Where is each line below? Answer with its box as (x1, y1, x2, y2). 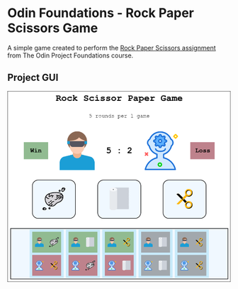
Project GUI (7, 72, 59, 84)
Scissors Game (7, 20, 98, 36)
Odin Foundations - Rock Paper (7, 5, 195, 21)
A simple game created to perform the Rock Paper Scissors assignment (7, 43, 216, 52)
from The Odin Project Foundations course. (7, 51, 134, 60)
